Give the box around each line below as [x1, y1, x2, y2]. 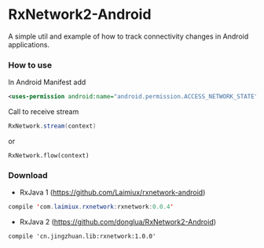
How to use [8, 59, 53, 70]
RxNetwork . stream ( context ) [8, 122, 97, 131]
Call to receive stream [8, 107, 79, 117]
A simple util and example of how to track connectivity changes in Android [8, 31, 249, 41]
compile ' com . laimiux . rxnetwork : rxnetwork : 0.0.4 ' [8, 203, 174, 211]
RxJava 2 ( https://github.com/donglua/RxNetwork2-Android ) [19, 217, 217, 227]
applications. [8, 39, 49, 49]
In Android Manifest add [8, 77, 86, 87]
